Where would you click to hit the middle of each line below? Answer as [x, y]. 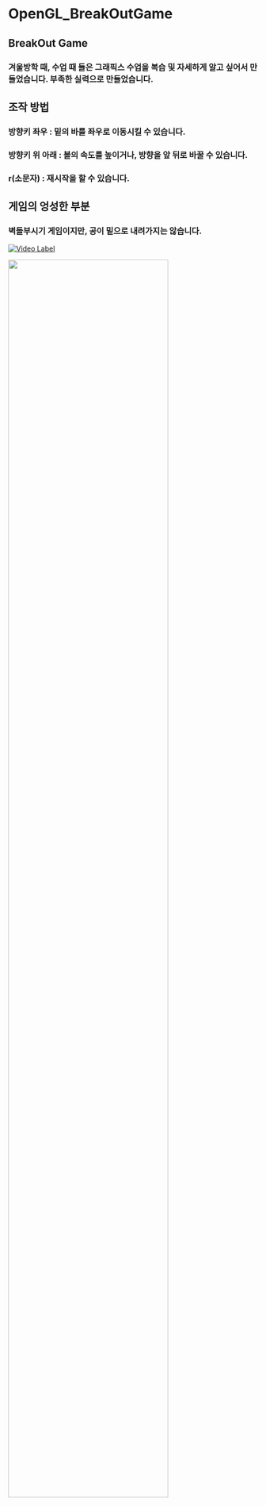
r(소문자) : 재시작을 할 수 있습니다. [69, 178]
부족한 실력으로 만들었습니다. [102, 79]
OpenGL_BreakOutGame [90, 14]
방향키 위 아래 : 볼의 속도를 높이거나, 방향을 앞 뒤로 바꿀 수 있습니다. [128, 155]
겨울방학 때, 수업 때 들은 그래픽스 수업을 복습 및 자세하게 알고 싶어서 [128, 67]
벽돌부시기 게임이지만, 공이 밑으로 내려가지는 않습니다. [105, 231]
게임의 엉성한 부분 [49, 207]
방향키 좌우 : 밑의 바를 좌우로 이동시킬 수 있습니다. [97, 132]
